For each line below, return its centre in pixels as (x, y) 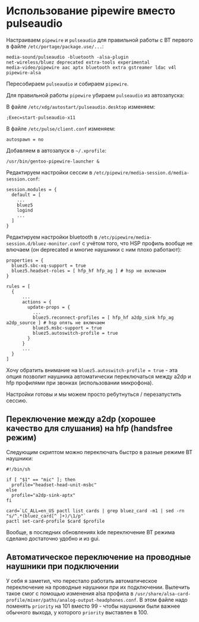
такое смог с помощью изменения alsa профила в (70, 593)
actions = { (37, 302)
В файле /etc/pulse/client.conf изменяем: (61, 128)
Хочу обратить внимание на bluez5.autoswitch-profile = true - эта (92, 370)
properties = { (25, 260)
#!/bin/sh (18, 469)
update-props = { (49, 307)
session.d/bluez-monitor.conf (44, 244)
